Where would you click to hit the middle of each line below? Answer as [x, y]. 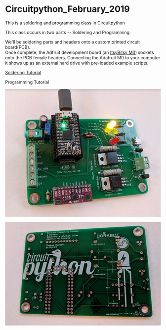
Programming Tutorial [27, 82]
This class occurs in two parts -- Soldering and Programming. [68, 32]
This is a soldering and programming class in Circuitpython [65, 23]
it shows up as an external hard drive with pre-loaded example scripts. [77, 63]
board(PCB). [18, 47]
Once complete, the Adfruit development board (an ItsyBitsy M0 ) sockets [80, 52]
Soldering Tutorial [23, 72]
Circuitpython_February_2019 [67, 9]
